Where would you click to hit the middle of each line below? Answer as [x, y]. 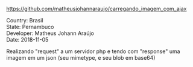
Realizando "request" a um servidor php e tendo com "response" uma [93, 51]
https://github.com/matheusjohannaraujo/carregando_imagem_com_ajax [96, 9]
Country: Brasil [25, 20]
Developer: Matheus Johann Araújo [50, 33]
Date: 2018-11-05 [27, 40]
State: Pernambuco [30, 27]
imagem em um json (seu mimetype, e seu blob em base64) [81, 58]
